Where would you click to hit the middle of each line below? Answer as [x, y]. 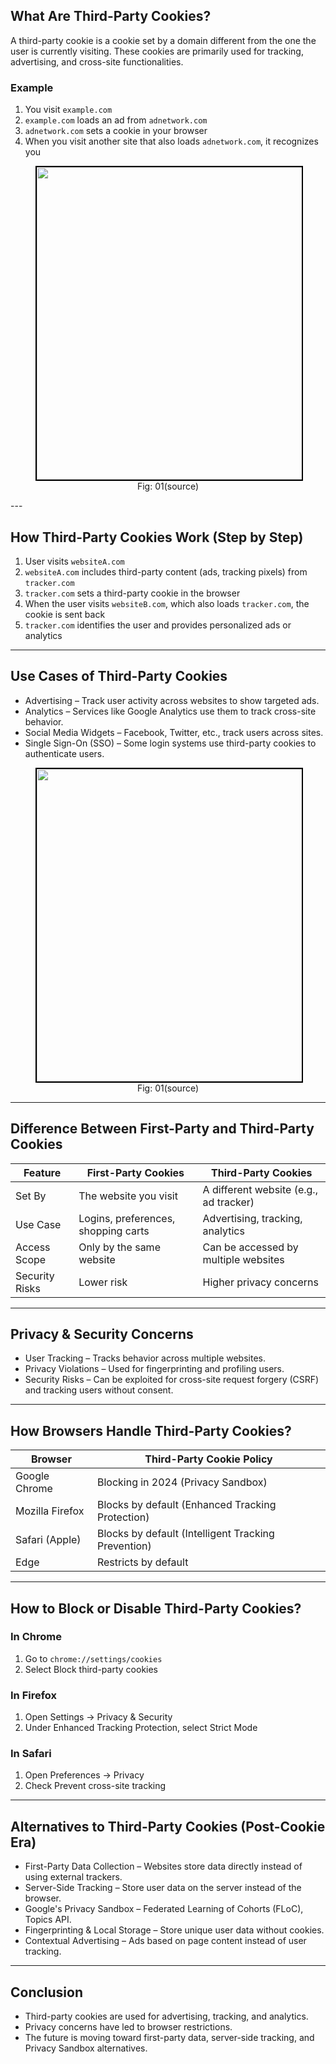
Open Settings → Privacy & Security [98, 1717]
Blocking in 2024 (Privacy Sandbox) [182, 1482]
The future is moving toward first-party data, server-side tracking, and [169, 2038]
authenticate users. [64, 753]
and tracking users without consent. [99, 1390]
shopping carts [114, 1231]
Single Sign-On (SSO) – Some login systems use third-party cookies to [170, 743]
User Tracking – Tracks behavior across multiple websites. [145, 1358]
